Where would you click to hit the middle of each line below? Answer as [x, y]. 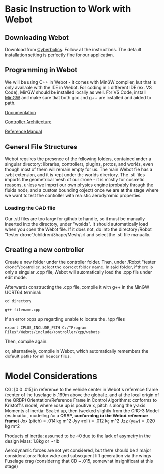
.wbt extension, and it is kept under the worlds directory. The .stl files [75, 174]
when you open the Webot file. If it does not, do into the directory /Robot [79, 229]
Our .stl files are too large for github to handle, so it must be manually [75, 219]
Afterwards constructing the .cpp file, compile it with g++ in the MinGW [77, 287]
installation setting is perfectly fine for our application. [60, 55]
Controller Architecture [28, 122]
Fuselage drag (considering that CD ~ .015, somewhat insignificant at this [79, 461]
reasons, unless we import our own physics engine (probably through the [79, 185]
